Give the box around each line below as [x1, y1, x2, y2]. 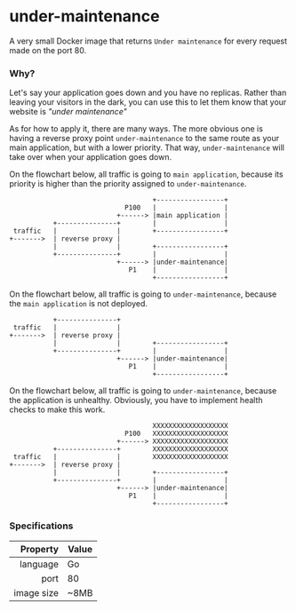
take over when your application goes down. [9, 152, 172, 163]
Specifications [9, 520, 74, 532]
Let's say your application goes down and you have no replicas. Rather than [9, 87, 287, 99]
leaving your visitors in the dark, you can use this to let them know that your [9, 97, 287, 107]
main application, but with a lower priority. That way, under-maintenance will [9, 142, 284, 153]
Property [20, 543, 60, 555]
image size [13, 586, 60, 599]
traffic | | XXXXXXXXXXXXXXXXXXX [12, 453, 228, 462]
